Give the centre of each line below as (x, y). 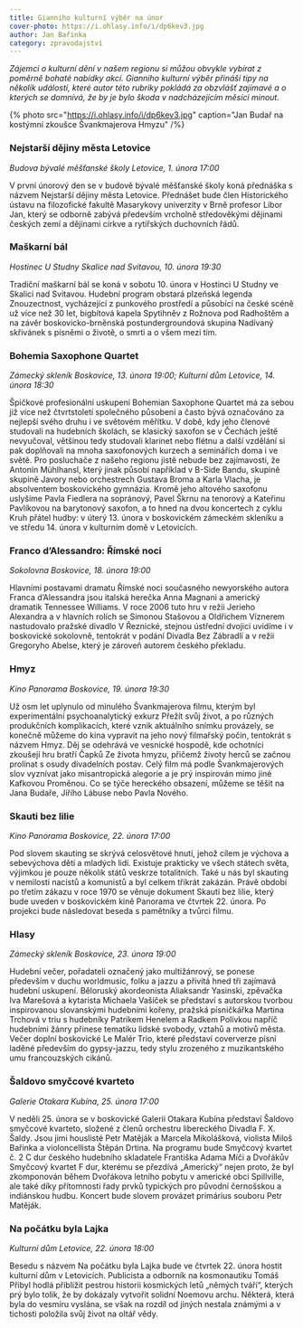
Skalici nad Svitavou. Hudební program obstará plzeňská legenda (131, 294)
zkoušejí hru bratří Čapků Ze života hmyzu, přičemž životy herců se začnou (150, 754)
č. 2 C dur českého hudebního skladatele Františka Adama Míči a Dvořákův (149, 1157)
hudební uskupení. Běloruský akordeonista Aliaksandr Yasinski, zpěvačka (146, 991)
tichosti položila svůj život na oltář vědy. (84, 1314)
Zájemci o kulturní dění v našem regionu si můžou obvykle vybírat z (136, 69)
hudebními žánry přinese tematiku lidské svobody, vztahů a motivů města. (148, 1029)
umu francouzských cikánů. (61, 1058)
